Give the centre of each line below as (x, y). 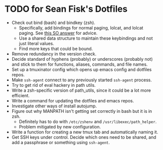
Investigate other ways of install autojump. (54, 106)
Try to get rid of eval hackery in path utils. (54, 85)
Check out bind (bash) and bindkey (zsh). (53, 23)
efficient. (20, 95)
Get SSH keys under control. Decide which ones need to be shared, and (84, 137)
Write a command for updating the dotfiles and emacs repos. (73, 100)
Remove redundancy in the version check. (54, 54)
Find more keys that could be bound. (56, 49)
